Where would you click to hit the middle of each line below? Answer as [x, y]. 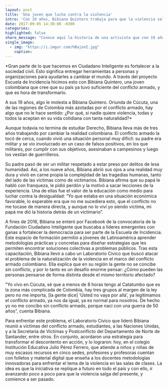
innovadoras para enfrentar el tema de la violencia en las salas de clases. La [84, 363]
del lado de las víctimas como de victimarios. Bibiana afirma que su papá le [83, 180]
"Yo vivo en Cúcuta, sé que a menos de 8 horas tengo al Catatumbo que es [83, 284]
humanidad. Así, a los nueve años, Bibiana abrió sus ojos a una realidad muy [84, 169]
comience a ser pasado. [30, 379]
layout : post [19, 10]
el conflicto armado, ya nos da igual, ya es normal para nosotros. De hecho [82, 300]
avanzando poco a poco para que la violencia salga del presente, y [74, 373]
